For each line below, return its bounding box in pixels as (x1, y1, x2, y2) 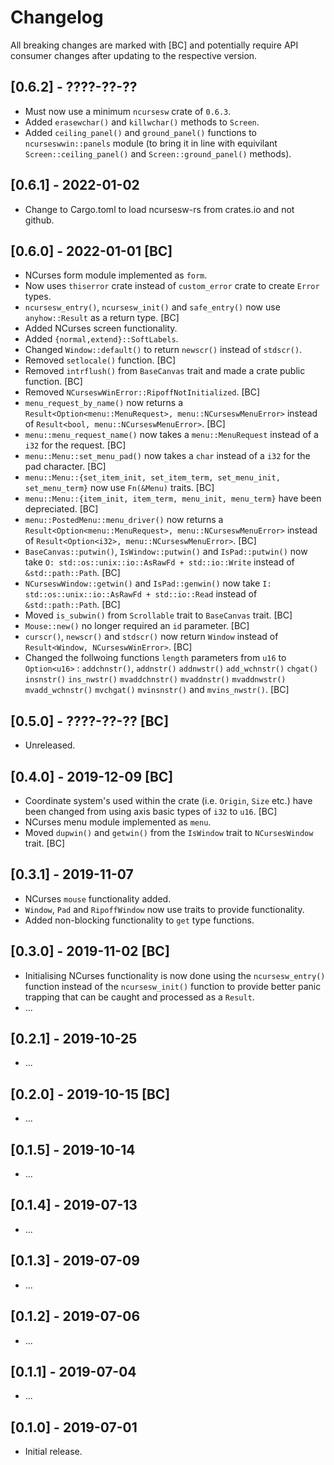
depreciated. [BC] (24, 503, 99, 515)
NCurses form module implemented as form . (24, 269, 208, 281)
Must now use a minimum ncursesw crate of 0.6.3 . (24, 105, 232, 117)
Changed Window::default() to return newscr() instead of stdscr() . (24, 344, 303, 356)
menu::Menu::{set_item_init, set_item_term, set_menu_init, (24, 473, 281, 483)
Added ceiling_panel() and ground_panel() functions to (24, 126, 257, 138)
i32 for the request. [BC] (24, 439, 127, 451)
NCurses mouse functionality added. (24, 892, 172, 905)
